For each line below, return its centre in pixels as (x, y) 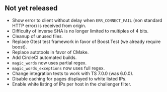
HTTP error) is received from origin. (49, 25)
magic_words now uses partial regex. (49, 62)
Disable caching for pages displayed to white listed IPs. (69, 78)
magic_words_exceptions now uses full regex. (58, 68)
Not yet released (31, 8)
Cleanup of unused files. (37, 36)
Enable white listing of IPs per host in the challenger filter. (72, 84)
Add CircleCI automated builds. (44, 57)
